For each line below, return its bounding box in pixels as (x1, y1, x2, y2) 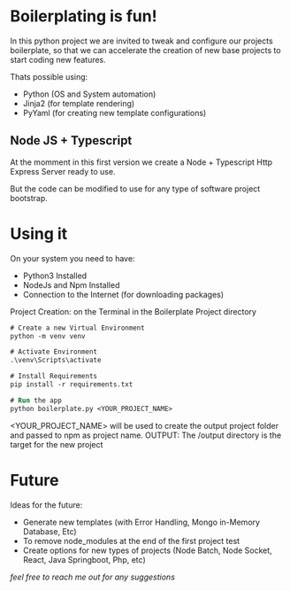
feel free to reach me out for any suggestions (10, 572, 176, 582)
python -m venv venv (10, 331, 87, 340)
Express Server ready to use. (10, 166, 116, 176)
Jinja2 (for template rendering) (22, 97, 135, 108)
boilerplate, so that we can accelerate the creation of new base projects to (10, 44, 281, 55)
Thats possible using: (10, 71, 88, 82)
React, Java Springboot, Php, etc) (22, 554, 146, 564)
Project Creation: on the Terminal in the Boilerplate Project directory (10, 306, 257, 316)
